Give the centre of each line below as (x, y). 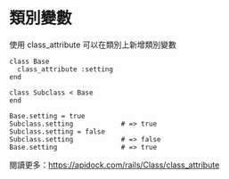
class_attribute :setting (65, 69)
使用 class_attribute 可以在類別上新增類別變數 (93, 45)
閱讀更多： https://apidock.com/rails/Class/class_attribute (114, 165)
